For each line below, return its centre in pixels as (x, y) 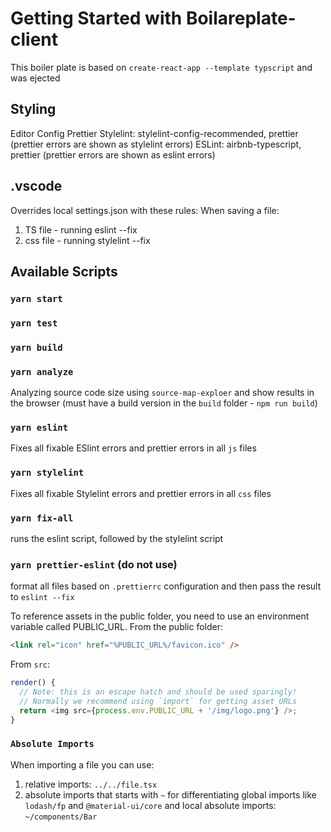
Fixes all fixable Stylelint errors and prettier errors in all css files (141, 493)
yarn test (34, 323)
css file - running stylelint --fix (87, 240)
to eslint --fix (42, 597)
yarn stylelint (47, 473)
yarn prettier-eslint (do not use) (94, 564)
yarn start (36, 298)
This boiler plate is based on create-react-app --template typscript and (161, 67)
